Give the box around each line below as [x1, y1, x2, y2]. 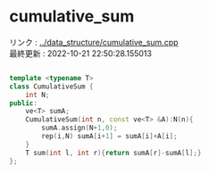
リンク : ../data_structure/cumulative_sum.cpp [9, 37, 179, 47]
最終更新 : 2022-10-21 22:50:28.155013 [9, 47, 152, 59]
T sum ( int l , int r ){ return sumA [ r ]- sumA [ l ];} [25, 148, 202, 157]
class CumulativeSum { [9, 82, 94, 91]
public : [9, 98, 38, 108]
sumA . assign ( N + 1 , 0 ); [41, 123, 118, 133]
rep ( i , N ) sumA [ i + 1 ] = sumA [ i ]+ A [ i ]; [41, 132, 178, 141]
